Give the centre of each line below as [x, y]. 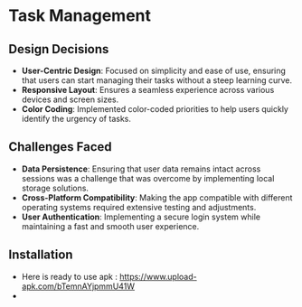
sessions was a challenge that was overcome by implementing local [148, 178]
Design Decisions [59, 49]
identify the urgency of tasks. [76, 119]
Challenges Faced [60, 147]
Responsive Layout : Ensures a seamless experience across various [148, 90]
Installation [41, 255]
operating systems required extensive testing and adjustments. [139, 207]
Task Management [80, 16]
